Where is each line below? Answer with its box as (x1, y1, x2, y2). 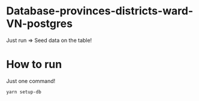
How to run (6, 58, 62, 71)
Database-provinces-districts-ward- (6, 4, 194, 18)
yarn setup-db (6, 88, 42, 95)
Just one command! (6, 77, 56, 84)
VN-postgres (6, 17, 73, 30)
